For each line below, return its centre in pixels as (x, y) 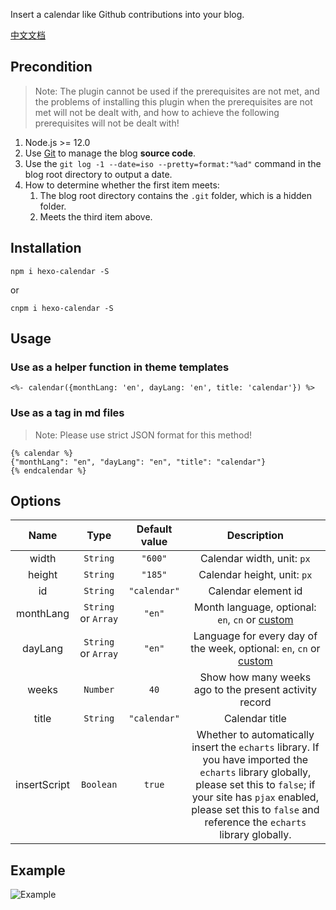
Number (99, 690)
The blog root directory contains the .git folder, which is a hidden (175, 195)
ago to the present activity (255, 690)
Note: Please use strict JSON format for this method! (143, 435)
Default (154, 529)
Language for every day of (255, 636)
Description (255, 536)
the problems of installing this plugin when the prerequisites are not (173, 101)
